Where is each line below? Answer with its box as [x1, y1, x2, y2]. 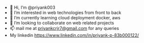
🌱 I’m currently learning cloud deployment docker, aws [9, 15, 120, 20]
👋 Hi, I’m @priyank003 [9, 5, 56, 10]
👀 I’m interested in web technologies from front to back [9, 10, 121, 15]
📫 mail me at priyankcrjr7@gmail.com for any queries [9, 26, 119, 31]
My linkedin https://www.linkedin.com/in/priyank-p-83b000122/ [9, 32, 139, 38]
